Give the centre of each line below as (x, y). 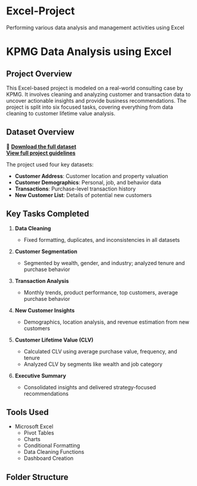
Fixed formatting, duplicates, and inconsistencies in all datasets (102, 239)
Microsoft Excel (34, 427)
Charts (32, 439)
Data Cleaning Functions (54, 452)
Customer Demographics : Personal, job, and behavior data (88, 182)
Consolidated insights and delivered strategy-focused (90, 387)
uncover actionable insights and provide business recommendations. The (96, 100)
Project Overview (39, 74)
